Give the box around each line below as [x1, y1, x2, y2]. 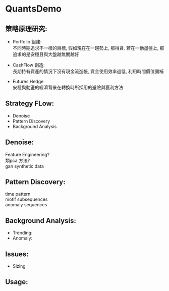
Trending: [12, 230, 33, 236]
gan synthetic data [5, 163, 44, 169]
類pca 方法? [5, 157, 30, 163]
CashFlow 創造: [12, 62, 45, 68]
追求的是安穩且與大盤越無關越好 [12, 51, 79, 57]
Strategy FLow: [5, 99, 54, 108]
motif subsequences [5, 196, 48, 202]
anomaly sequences [5, 202, 47, 208]
